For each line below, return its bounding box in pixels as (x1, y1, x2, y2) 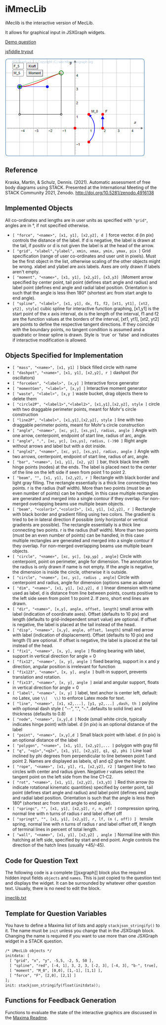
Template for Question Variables (5, 909, 107, 918)
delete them (12, 396, 37, 402)
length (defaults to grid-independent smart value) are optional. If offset (12, 616, 157, 622)
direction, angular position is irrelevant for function (12, 664, 116, 670)
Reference (5, 166, 38, 174)
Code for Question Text (5, 856, 79, 865)
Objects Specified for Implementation (5, 351, 124, 359)
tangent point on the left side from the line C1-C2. (12, 774, 114, 780)
